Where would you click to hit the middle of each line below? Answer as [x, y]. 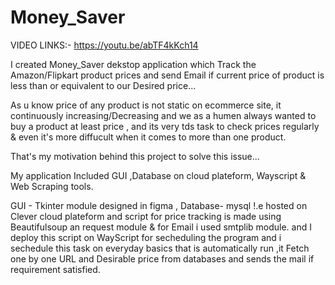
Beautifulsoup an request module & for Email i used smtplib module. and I [161, 227]
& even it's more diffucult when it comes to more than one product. [148, 137]
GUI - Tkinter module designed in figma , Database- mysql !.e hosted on [159, 205]
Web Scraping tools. [52, 186]
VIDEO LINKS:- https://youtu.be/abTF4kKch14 [104, 45]
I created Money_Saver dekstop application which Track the [133, 64]
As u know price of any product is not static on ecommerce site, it [146, 105]
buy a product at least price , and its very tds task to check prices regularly [165, 126]
